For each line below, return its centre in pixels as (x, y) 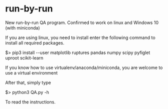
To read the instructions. (31, 102)
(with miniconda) (23, 27)
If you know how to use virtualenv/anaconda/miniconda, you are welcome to (84, 67)
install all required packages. (35, 42)
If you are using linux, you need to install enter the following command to (80, 37)
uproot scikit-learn (24, 57)
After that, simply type (28, 82)
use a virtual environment (31, 72)
